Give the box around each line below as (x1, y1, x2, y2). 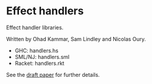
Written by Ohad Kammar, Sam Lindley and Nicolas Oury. (6, 35, 146, 42)
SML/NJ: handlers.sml (14, 53, 70, 60)
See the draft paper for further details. (6, 71, 100, 78)
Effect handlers (6, 4, 84, 18)
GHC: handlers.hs (14, 46, 58, 54)
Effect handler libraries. (6, 24, 64, 31)
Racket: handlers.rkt (14, 60, 64, 67)
